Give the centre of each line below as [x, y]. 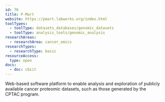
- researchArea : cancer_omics [41, 42]
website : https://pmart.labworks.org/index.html [56, 19]
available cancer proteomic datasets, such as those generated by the [76, 89]
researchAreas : [21, 38]
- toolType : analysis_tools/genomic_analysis [57, 33]
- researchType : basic [33, 51]
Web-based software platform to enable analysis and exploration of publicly [82, 84]
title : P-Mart [20, 14]
